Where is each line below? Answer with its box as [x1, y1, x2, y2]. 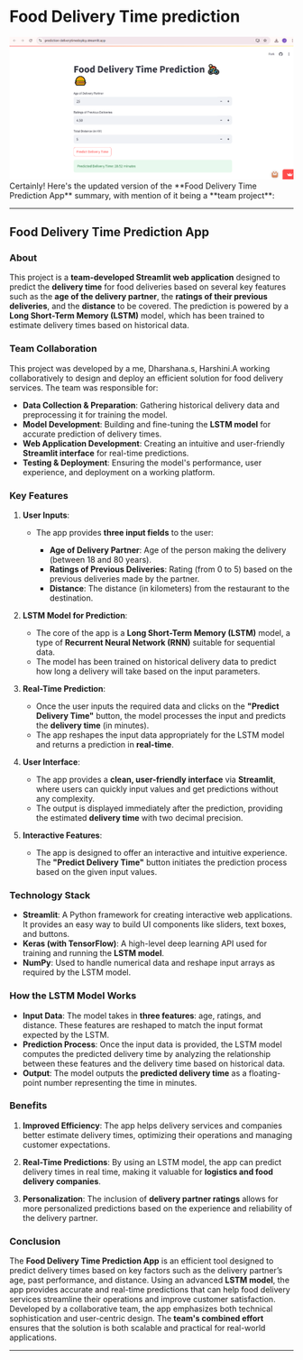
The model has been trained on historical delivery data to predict [35, 656, 277, 666]
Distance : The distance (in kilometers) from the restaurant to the [49, 583, 290, 593]
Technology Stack [9, 888, 91, 901]
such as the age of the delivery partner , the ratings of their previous [9, 291, 268, 302]
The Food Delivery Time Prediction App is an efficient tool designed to [9, 1255, 274, 1266]
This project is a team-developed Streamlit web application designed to [9, 272, 280, 283]
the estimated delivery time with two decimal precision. [35, 812, 243, 822]
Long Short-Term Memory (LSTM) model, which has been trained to [9, 310, 265, 321]
